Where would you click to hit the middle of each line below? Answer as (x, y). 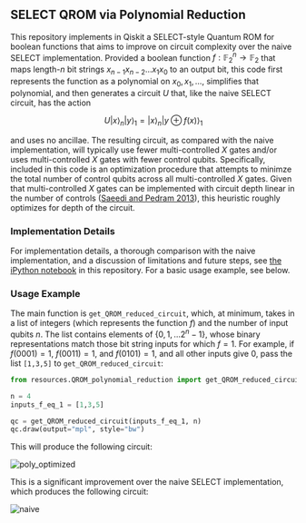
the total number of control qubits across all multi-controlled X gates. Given (151, 178)
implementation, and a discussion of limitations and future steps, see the (146, 260)
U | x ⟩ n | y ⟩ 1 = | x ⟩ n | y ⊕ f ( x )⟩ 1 (153, 121)
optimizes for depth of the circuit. (73, 207)
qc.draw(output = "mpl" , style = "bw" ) (78, 429)
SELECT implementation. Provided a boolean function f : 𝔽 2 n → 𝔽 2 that (143, 58)
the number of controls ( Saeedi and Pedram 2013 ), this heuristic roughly (145, 198)
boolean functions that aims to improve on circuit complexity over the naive (151, 46)
